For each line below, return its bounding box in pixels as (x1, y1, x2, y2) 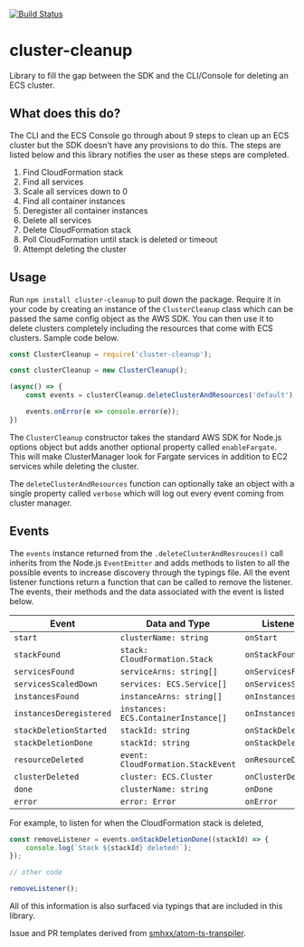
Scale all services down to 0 (22, 185, 128, 196)
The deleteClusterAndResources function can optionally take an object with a (9, 478, 295, 488)
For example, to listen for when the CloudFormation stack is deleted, (9, 817, 264, 828)
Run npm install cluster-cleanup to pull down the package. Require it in (9, 294, 281, 305)
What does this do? (9, 106, 121, 121)
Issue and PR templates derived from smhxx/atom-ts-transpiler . (9, 928, 246, 938)
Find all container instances (22, 195, 126, 206)
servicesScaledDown (14, 678, 98, 689)
